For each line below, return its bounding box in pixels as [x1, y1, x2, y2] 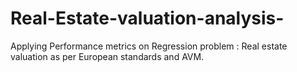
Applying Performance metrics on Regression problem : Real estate [10, 40, 288, 52]
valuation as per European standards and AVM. [10, 50, 205, 62]
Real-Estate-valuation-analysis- [10, 7, 285, 30]
